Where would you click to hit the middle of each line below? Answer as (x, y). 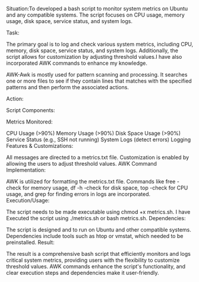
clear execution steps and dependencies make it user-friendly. (83, 273)
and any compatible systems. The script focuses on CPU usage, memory (96, 15)
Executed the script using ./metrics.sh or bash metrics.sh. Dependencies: (96, 218)
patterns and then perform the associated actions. (68, 87)
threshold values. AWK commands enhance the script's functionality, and (96, 266)
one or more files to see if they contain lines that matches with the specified (99, 81)
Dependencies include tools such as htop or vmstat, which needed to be (95, 236)
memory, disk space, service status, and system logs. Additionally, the (92, 50)
